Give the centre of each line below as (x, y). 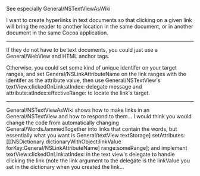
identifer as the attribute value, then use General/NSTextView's (83, 80)
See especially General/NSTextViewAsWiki (58, 9)
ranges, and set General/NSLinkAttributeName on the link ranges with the (96, 74)
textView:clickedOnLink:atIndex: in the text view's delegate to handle (90, 154)
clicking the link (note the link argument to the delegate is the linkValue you (98, 161)
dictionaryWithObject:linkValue (83, 142)
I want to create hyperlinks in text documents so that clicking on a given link (99, 20)
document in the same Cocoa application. (57, 33)
